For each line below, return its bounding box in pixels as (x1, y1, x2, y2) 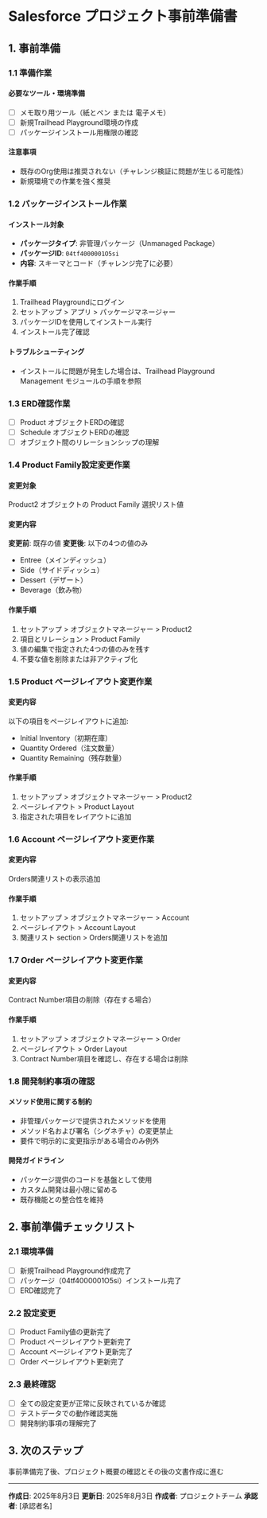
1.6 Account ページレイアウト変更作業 (8, 833, 155, 844)
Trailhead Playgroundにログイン (19, 298, 125, 307)
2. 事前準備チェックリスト (8, 1220, 136, 1234)
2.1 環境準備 (8, 1246, 54, 1257)
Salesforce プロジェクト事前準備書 (8, 7, 238, 25)
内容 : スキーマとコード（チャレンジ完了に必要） (19, 259, 177, 268)
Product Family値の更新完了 (19, 1327, 111, 1337)
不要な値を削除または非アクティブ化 (19, 654, 138, 664)
